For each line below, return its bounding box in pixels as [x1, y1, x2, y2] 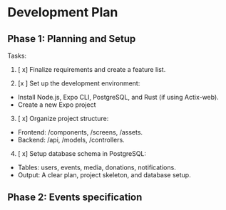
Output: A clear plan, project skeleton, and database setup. [17, 171, 191, 179]
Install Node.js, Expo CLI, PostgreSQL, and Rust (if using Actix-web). [17, 93, 219, 101]
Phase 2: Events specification [7, 191, 143, 204]
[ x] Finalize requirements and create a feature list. [17, 65, 166, 73]
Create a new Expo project [17, 100, 96, 109]
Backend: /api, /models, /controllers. [17, 136, 125, 144]
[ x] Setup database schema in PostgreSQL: [17, 149, 147, 157]
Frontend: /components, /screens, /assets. [17, 128, 143, 136]
